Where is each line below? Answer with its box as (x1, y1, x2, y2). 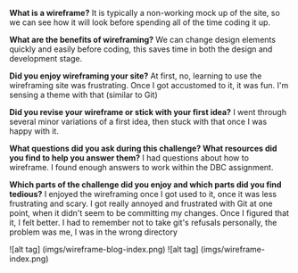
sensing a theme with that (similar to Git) (9, 89, 158, 100)
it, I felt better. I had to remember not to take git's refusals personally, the (9, 218, 277, 227)
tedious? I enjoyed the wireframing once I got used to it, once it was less (9, 189, 277, 199)
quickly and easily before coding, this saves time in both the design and (9, 44, 273, 54)
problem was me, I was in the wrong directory (9, 227, 178, 237)
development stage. (9, 54, 83, 63)
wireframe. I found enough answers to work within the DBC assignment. (9, 162, 274, 172)
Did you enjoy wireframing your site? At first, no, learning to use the (9, 70, 262, 81)
